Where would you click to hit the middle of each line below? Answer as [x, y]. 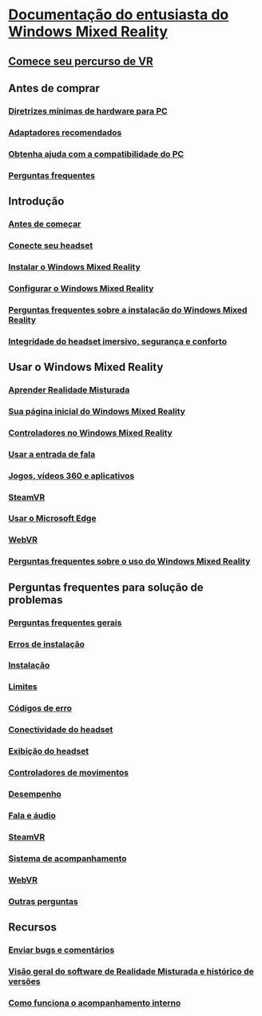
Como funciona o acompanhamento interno [95, 1002]
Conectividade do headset [61, 730]
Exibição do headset [49, 751]
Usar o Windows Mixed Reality [86, 367]
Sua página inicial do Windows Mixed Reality [97, 411]
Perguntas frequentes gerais [65, 623]
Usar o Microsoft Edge [52, 519]
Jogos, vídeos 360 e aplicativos [71, 476]
